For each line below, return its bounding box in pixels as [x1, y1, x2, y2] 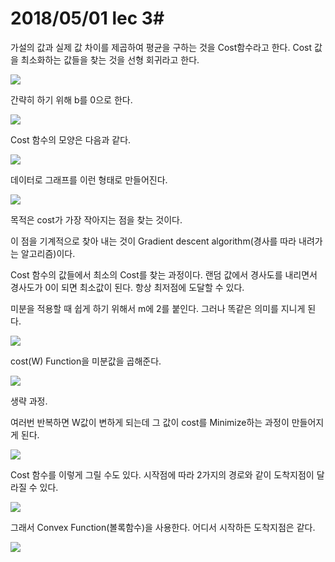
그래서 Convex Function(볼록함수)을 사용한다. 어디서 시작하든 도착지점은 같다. [10, 521, 316, 533]
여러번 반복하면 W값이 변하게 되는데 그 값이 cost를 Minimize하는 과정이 [10, 416, 290, 428]
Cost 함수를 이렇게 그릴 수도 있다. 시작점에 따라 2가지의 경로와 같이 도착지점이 [10, 468, 315, 481]
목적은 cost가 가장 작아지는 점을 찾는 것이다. [10, 213, 183, 226]
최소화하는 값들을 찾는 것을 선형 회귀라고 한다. [20, 53, 200, 66]
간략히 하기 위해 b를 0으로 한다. [10, 93, 133, 106]
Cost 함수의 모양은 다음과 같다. [10, 133, 132, 146]
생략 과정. [10, 395, 48, 407]
